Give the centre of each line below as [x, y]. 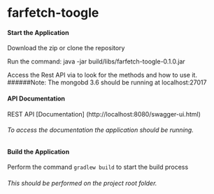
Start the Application [38, 32]
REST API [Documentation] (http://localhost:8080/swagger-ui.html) [104, 114]
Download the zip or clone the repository [66, 48]
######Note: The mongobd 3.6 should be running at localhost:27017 [107, 82]
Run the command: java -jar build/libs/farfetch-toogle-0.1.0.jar [96, 61]
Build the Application [38, 151]
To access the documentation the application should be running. [100, 130]
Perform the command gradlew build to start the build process [98, 167]
